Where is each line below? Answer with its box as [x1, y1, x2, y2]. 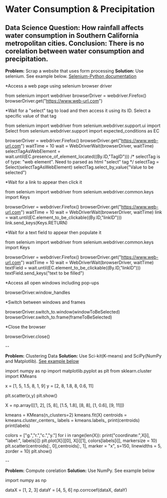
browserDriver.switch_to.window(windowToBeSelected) [5, 309, 120, 314]
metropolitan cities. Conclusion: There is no [5, 39, 144, 47]
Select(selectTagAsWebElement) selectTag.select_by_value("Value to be [5, 164, 154, 170]
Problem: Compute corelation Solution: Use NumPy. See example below [5, 467, 155, 473]
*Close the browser [5, 324, 46, 329]
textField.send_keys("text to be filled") [5, 270, 84, 276]
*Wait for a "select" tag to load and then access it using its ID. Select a [5, 107, 151, 113]
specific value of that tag [5, 113, 56, 118]
